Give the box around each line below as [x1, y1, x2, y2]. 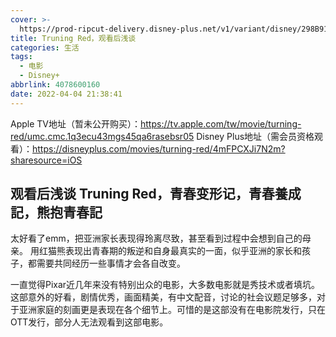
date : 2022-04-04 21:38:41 [10, 89, 123, 99]
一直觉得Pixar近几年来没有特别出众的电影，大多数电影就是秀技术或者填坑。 [10, 279, 321, 291]
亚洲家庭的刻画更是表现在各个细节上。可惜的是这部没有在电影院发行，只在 [18, 304, 326, 316]
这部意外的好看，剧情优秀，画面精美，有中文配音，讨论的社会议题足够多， [10, 291, 317, 303]
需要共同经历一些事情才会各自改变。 [36, 257, 186, 270]
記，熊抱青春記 [10, 204, 103, 221]
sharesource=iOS [10, 154, 83, 166]
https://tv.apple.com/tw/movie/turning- [140, 117, 302, 130]
